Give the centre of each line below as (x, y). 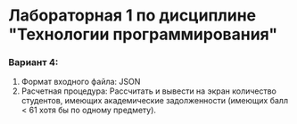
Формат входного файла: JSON (81, 82)
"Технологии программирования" (143, 34)
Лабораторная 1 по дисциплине (132, 16)
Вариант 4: (33, 62)
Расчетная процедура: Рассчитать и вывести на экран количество (149, 91)
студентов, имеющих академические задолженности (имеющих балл (155, 101)
